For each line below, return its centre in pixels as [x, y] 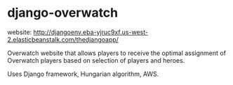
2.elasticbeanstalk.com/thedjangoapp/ [63, 39]
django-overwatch [63, 13]
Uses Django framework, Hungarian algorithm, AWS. [83, 74]
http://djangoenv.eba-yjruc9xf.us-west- [91, 32]
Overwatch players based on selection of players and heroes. [96, 60]
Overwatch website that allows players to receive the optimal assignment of [117, 53]
